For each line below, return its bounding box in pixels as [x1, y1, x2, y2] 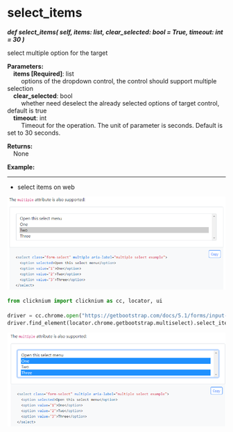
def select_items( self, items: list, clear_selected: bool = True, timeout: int [7, 28, 223, 36]
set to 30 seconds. [7, 128, 61, 137]
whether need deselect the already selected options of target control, [20, 99, 220, 107]
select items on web [17, 183, 75, 191]
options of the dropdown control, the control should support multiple [20, 76, 217, 85]
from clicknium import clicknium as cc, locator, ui [7, 297, 163, 305]
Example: [7, 163, 35, 171]
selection [7, 84, 33, 92]
